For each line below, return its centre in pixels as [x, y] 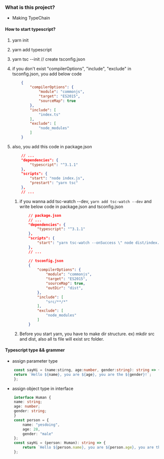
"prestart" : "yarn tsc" [54, 183]
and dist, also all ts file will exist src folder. [61, 339]
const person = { [31, 420]
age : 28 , [31, 429]
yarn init [20, 40]
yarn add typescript [32, 49]
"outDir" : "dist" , [64, 288]
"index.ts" [50, 115]
